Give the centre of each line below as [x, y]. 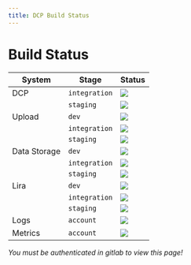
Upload [26, 117]
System [36, 80]
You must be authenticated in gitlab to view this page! [95, 252]
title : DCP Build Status [49, 15]
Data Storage [37, 151]
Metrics [26, 233]
